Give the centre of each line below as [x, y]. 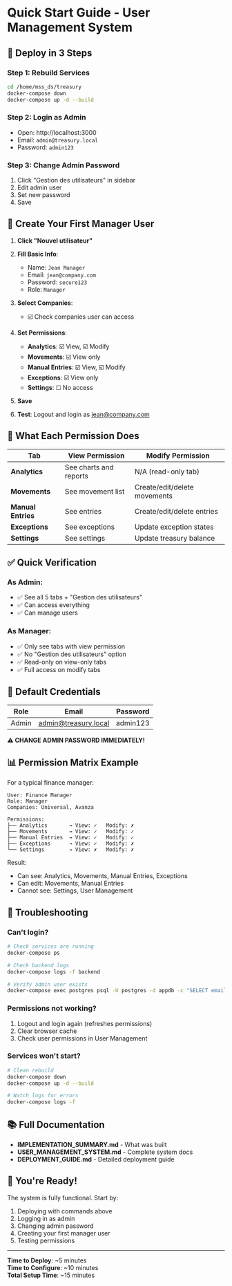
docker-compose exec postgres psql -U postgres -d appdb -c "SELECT [108, 991]
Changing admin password [56, 1226]
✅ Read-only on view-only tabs [62, 662]
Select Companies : [45, 303]
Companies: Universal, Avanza [51, 808]
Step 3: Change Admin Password [64, 165]
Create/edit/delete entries [176, 511]
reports [76, 476]
